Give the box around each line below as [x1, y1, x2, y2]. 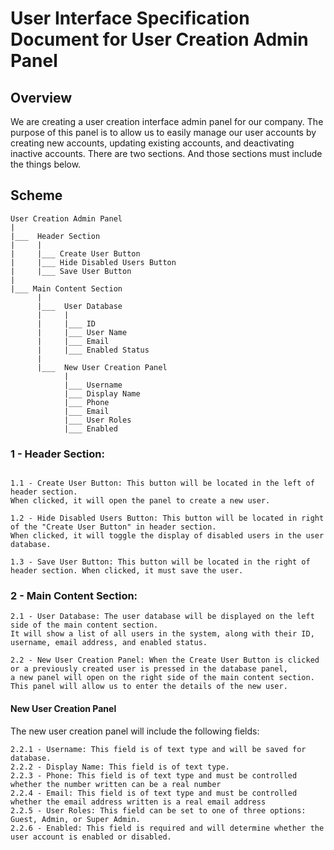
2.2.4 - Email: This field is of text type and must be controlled [10, 788, 298, 798]
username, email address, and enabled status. [10, 638, 208, 648]
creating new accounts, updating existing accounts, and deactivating [10, 137, 295, 149]
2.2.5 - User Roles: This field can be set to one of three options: [10, 805, 307, 816]
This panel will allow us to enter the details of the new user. [10, 682, 288, 692]
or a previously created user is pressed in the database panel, [10, 664, 288, 674]
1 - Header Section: [10, 447, 105, 461]
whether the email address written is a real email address [10, 797, 267, 807]
